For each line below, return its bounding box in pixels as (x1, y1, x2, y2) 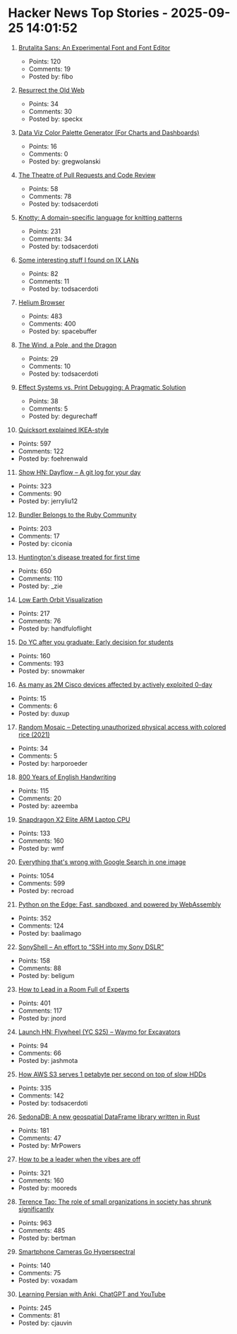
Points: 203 (18, 524, 52, 532)
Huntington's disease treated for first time (18, 553, 140, 561)
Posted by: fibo (28, 72, 73, 81)
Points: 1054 (18, 871, 55, 880)
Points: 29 (28, 354, 59, 362)
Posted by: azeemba (18, 801, 78, 810)
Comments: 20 (18, 794, 62, 803)
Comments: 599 (18, 879, 66, 887)
